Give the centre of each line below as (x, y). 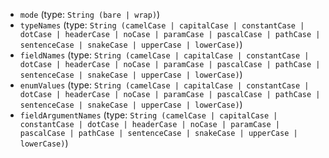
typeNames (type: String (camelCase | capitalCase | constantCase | (162, 25)
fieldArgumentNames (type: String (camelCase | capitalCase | (148, 115)
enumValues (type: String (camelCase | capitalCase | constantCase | (164, 85)
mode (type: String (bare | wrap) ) (90, 14)
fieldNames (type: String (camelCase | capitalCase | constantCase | (164, 55)
